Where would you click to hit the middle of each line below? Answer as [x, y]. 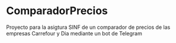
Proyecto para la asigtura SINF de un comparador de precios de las [88, 27]
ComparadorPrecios [57, 11]
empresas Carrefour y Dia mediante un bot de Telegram [74, 33]
